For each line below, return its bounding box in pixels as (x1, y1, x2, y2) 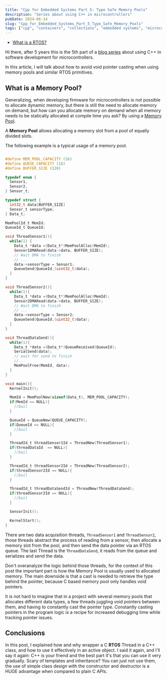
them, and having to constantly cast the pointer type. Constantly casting (5, 604, 153, 610)
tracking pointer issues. (5, 614, 54, 620)
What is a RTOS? (12, 39, 47, 45)
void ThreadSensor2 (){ (5, 285, 52, 290)
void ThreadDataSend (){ (5, 335, 55, 340)
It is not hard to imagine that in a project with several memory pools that (5, 593, 153, 599)
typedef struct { (5, 197, 41, 203)
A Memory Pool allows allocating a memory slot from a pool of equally (5, 127, 150, 133)
